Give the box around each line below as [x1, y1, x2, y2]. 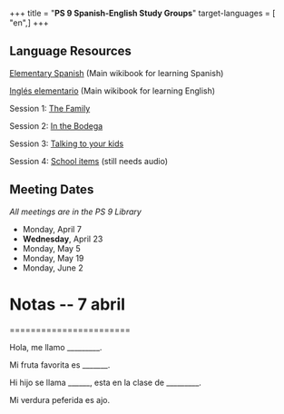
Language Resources [9, 44, 132, 59]
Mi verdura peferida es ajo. [9, 394, 111, 405]
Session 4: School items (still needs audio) [9, 155, 169, 166]
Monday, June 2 [22, 262, 83, 273]
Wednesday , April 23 [22, 233, 103, 244]
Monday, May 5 [22, 242, 81, 253]
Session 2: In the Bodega [9, 120, 103, 131]
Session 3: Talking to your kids [9, 138, 124, 149]
